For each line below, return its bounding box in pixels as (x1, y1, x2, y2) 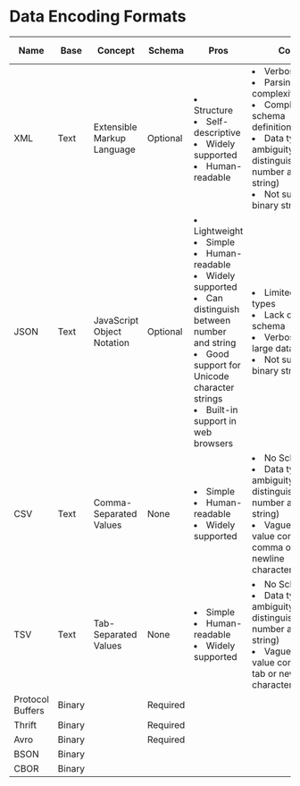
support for (193, 359, 241, 371)
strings (193, 392, 223, 404)
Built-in (205, 403, 238, 416)
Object (93, 325, 122, 337)
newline (251, 552, 285, 564)
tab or (251, 667, 277, 680)
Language (93, 143, 136, 156)
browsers (193, 436, 234, 449)
